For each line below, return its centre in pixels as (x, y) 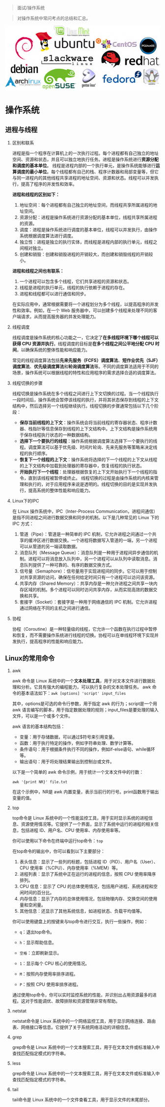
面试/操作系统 (31, 8)
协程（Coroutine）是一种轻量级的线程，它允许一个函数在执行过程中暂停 (84, 629)
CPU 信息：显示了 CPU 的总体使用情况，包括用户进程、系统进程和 (86, 886)
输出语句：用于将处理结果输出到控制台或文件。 (67, 761)
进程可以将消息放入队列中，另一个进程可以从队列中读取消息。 (91, 559)
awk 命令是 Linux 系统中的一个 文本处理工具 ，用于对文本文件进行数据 (82, 680)
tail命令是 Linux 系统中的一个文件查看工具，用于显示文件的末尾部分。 (82, 1100)
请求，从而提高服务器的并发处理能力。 (60, 316)
